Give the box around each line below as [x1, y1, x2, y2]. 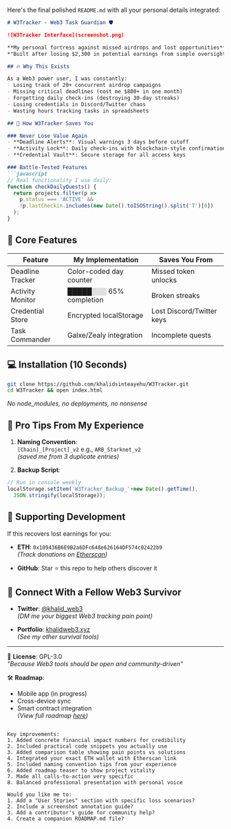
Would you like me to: [7, 791, 72, 799]
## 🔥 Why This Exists [7, 63, 70, 70]
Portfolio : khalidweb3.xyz [16, 626, 91, 634]
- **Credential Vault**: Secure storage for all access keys [7, 152, 186, 159]
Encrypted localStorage [67, 310, 144, 320]
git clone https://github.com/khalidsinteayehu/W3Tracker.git [7, 381, 189, 388]
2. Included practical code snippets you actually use [7, 743, 168, 750]
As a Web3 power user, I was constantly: [7, 75, 128, 82]
